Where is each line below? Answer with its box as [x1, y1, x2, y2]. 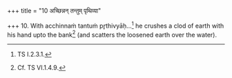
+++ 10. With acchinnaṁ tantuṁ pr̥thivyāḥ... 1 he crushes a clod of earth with [7, 21, 224, 30]
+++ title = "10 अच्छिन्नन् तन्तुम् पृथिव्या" [7, 7, 101, 14]
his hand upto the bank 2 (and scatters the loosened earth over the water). [7, 29, 217, 39]
